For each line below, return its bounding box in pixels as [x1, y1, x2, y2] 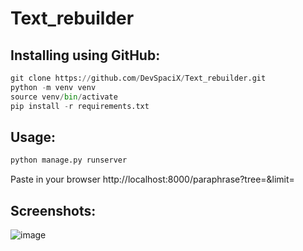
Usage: [10, 128, 57, 146]
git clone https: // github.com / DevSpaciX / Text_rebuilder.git [10, 73, 267, 83]
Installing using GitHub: [10, 47, 161, 64]
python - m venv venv [10, 82, 97, 92]
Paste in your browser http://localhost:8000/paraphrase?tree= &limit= [10, 173, 295, 186]
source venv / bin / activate [10, 92, 118, 102]
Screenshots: [10, 202, 97, 219]
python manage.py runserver [10, 155, 128, 166]
